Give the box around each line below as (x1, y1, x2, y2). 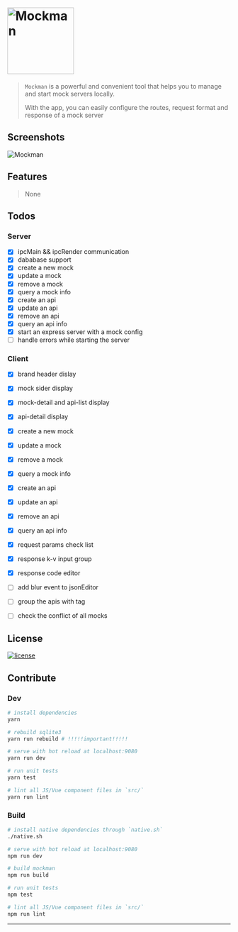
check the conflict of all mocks (17, 611, 108, 620)
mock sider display (17, 384, 73, 393)
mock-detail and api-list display (17, 398, 110, 407)
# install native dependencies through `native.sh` (7, 826, 163, 833)
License (7, 632, 43, 645)
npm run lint (7, 910, 46, 918)
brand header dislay (17, 370, 76, 379)
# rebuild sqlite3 (7, 728, 62, 736)
